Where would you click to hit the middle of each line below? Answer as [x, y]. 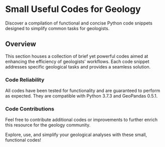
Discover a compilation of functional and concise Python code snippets [79, 23]
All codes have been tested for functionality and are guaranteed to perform [83, 90]
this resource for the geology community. [48, 125]
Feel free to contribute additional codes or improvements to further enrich [81, 120]
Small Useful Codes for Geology [73, 9]
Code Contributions [30, 108]
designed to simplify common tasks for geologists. [57, 28]
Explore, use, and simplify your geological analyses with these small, [76, 135]
